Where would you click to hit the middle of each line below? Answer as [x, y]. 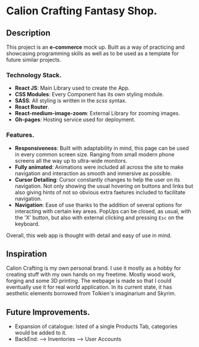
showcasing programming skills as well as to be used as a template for [93, 53]
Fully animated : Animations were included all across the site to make [99, 167]
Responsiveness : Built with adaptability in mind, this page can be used [102, 148]
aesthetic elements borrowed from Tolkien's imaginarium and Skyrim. [91, 294]
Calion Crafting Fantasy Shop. [82, 11]
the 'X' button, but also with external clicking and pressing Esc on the [99, 217]
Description [28, 33]
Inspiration [27, 254]
